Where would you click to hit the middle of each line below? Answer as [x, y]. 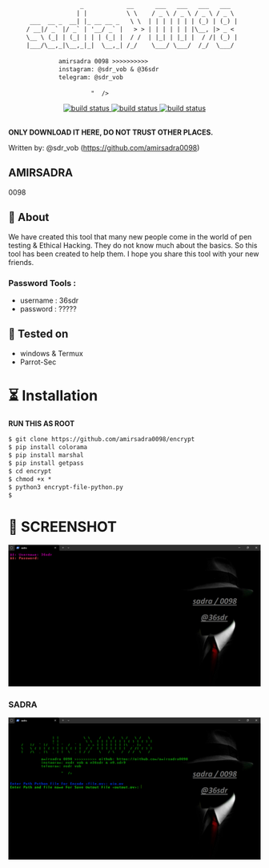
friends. [21, 262]
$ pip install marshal [46, 455]
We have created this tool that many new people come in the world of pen [130, 236]
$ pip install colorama [48, 447]
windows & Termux [52, 353]
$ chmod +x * [30, 479]
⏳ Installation [53, 395]
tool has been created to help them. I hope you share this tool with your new [134, 254]
